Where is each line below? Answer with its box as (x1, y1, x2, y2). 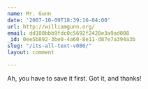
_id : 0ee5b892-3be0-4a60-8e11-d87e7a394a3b (7, 36, 136, 43)
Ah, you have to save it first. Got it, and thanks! (7, 74, 142, 82)
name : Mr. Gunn (7, 10, 52, 17)
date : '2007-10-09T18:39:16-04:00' (7, 17, 111, 24)
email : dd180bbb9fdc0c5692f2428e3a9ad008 (7, 29, 130, 37)
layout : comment (7, 49, 54, 56)
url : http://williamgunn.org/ (7, 23, 96, 30)
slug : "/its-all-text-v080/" (7, 42, 92, 49)
